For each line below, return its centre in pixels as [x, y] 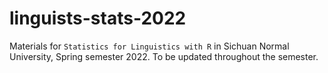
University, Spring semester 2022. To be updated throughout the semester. [164, 56]
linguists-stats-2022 [98, 18]
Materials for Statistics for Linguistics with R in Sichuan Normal [149, 46]
